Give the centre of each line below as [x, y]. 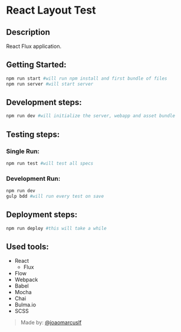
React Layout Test [51, 10]
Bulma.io [25, 305]
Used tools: [27, 247]
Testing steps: [33, 134]
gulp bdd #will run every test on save [55, 196]
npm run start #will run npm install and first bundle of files [87, 78]
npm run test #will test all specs [50, 163]
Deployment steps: [42, 215]
